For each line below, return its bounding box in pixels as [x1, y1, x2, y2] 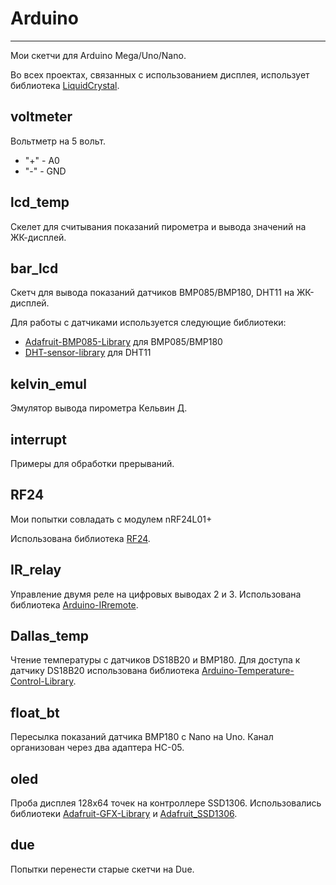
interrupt [10, 431, 68, 448]
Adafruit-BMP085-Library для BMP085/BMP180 [24, 336, 223, 348]
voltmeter [10, 108, 73, 126]
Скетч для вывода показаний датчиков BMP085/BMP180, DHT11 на [10, 287, 295, 299]
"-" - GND [24, 165, 67, 177]
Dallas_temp [10, 628, 90, 645]
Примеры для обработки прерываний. [10, 458, 175, 469]
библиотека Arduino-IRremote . [10, 598, 139, 611]
